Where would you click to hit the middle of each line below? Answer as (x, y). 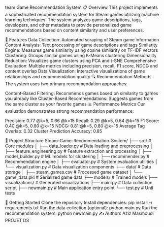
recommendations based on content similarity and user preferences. (75, 30)
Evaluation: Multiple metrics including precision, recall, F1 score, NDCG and (82, 66)
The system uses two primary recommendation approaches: (66, 84)
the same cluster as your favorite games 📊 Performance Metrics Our (75, 104)
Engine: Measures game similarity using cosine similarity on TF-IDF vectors (82, 50)
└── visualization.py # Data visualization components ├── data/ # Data (78, 167)
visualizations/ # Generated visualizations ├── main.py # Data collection (79, 182)
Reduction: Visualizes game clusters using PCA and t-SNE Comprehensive (81, 61)
